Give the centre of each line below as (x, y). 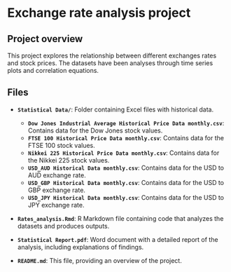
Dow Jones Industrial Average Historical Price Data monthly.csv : (126, 123)
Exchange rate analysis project (99, 13)
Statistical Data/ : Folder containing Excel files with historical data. (115, 109)
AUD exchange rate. (57, 175)
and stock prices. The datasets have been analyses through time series (110, 63)
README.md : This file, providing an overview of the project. (99, 260)
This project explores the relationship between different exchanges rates (112, 55)
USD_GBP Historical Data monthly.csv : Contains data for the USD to (126, 182)
